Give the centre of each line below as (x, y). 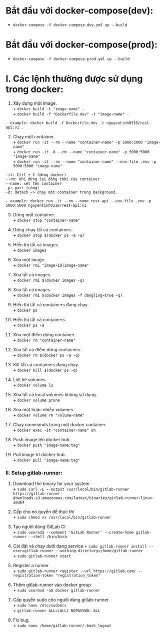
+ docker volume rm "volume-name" (48, 415)
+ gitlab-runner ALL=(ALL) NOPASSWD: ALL (56, 611)
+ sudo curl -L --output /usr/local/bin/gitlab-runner (71, 489)
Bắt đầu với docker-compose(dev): (79, 11)
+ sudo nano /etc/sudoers (40, 605)
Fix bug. (21, 620)
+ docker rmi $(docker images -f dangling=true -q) (68, 295)
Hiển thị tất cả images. (36, 244)
